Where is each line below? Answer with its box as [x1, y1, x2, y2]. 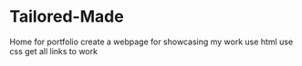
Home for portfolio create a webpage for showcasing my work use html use [9, 36, 294, 47]
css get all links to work [9, 45, 99, 56]
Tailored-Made [9, 6, 125, 27]
